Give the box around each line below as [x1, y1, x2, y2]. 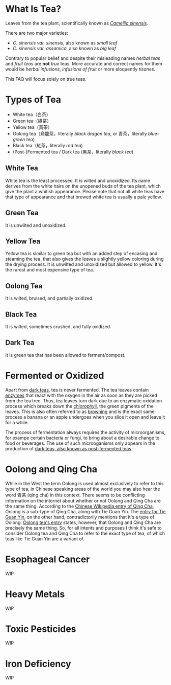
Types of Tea [5, 94, 62, 105]
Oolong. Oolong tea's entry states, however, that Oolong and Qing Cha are [5, 519, 161, 526]
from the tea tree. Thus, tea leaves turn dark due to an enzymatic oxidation [5, 397, 162, 404]
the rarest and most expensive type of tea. [5, 267, 94, 273]
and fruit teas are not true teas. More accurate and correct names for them [5, 60, 163, 66]
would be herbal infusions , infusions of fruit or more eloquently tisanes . [5, 66, 156, 72]
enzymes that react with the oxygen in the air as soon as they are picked [5, 392, 158, 398]
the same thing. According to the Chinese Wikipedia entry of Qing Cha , [5, 503, 154, 509]
